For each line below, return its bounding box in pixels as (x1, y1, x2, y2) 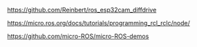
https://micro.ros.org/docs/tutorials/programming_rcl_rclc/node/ (7, 19, 190, 27)
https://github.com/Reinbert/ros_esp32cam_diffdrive (7, 6, 157, 14)
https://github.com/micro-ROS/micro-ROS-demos (7, 32, 149, 40)
